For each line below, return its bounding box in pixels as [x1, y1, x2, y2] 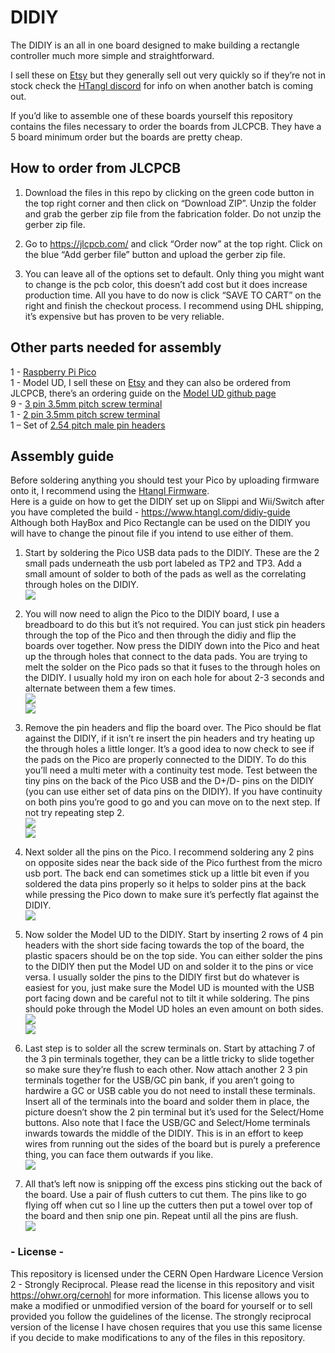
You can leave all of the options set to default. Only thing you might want [24, 267, 325, 280]
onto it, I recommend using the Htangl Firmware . [10, 485, 210, 497]
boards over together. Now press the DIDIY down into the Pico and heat [24, 640, 320, 652]
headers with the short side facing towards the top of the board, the [24, 939, 305, 951]
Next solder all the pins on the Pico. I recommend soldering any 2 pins [24, 846, 315, 858]
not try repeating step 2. [24, 807, 125, 819]
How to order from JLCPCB [10, 160, 182, 177]
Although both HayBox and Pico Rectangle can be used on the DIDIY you [10, 517, 311, 529]
